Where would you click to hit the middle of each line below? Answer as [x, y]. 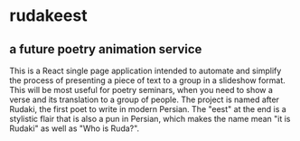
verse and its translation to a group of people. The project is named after [145, 99]
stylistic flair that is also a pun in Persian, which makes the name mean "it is [150, 119]
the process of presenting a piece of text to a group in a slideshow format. [148, 80]
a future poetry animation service [106, 49]
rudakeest [48, 16]
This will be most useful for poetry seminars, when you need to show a [141, 90]
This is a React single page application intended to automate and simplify [145, 70]
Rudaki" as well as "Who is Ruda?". [75, 128]
